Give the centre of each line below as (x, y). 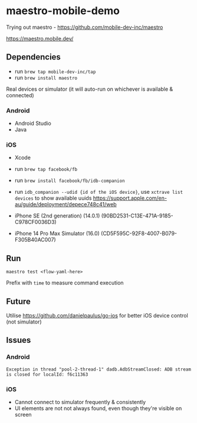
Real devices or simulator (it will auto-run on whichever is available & (90, 89)
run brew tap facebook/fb (46, 169)
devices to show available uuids (53, 198)
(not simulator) (24, 322)
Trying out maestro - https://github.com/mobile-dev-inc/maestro (85, 27)
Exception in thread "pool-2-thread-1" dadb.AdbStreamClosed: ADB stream (99, 369)
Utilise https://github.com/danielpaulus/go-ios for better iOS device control (97, 315)
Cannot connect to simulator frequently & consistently (80, 402)
